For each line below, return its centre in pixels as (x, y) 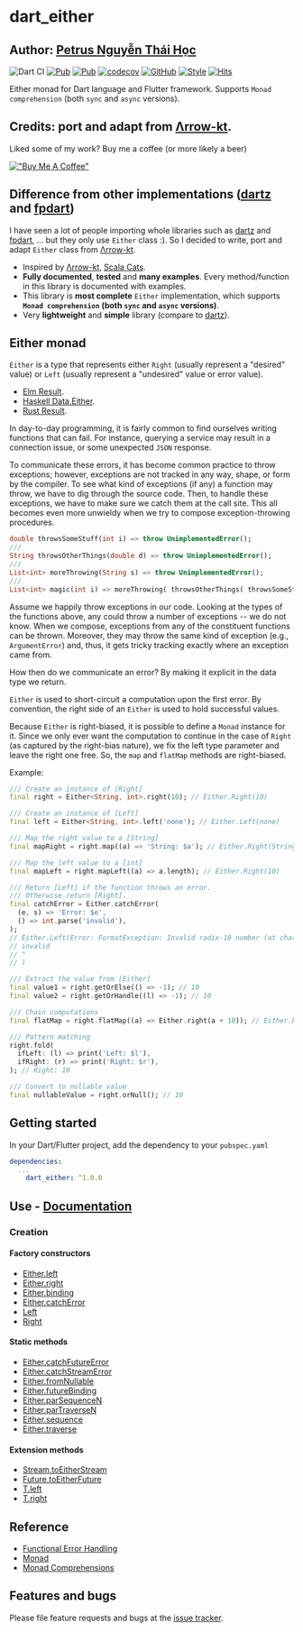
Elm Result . (43, 392)
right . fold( (32, 1045)
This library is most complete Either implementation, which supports (151, 296)
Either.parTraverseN (60, 1409)
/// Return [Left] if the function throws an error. (110, 887)
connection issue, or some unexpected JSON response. (110, 447)
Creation (29, 1232)
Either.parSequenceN (62, 1400)
